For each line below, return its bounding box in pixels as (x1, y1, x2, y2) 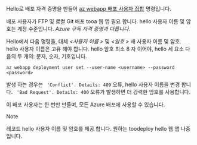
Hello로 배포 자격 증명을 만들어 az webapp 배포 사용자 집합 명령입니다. (6, 5, 172, 12)
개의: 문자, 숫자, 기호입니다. (23, 53, 88, 59)
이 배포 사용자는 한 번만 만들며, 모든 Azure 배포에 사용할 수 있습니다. (6, 101, 165, 108)
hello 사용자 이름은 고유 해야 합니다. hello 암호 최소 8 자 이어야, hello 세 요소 (6, 45, 184, 52)
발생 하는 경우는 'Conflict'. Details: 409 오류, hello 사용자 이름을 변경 (6, 81, 180, 88)
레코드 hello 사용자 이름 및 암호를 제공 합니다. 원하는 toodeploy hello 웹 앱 (6, 125, 180, 132)
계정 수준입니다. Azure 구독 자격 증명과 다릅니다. (17, 26, 131, 32)
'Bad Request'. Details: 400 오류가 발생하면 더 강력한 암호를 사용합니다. (17, 89, 191, 95)
